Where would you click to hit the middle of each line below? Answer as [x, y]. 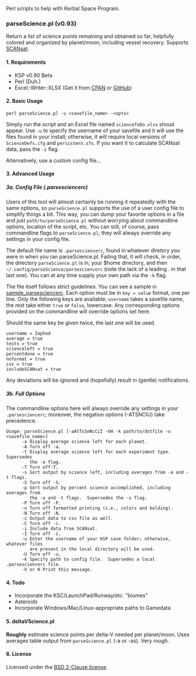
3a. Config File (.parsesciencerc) [47, 187]
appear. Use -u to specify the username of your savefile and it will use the [95, 130]
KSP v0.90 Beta [33, 75]
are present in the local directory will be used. [92, 549]
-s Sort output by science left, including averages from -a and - [105, 472]
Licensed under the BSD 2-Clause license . [57, 667]
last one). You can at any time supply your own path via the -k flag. [87, 275]
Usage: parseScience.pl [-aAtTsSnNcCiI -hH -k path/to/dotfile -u [88, 432]
